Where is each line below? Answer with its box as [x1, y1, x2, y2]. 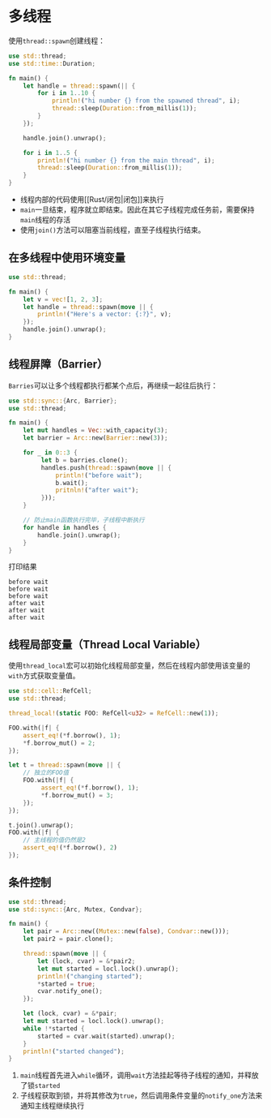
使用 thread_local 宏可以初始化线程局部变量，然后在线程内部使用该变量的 [8, 660, 251, 670]
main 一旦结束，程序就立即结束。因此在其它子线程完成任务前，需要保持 [19, 204, 255, 215]
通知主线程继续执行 [19, 1101, 85, 1111]
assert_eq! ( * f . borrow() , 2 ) [23, 844, 117, 852]
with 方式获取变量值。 [8, 671, 80, 681]
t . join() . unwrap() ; [8, 821, 74, 829]
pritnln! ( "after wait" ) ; [55, 486, 139, 495]
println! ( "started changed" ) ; [23, 1047, 125, 1056]
